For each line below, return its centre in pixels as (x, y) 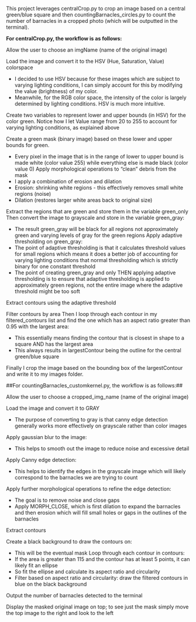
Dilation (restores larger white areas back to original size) (83, 200)
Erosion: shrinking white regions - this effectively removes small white (99, 188)
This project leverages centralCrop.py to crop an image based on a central (96, 9)
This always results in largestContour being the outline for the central (98, 350)
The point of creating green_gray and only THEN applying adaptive (95, 273)
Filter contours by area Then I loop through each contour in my (82, 314)
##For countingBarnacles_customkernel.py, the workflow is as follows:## (94, 385)
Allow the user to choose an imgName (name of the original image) (87, 50)
